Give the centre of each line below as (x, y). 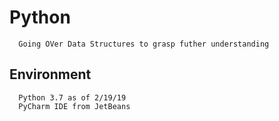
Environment (50, 74)
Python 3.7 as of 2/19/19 (72, 97)
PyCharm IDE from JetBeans (74, 106)
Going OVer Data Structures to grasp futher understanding (144, 44)
